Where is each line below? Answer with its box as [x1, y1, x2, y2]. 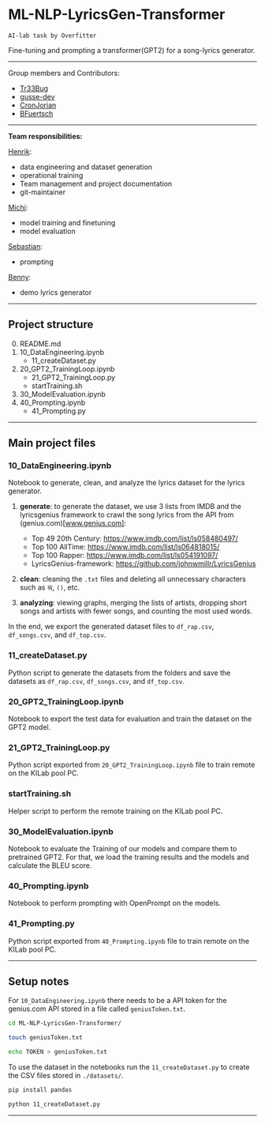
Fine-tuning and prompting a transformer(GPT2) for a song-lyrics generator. [8, 45, 256, 55]
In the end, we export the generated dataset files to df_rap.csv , [8, 622, 215, 632]
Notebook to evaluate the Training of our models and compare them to [8, 843, 237, 853]
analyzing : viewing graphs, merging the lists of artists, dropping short [19, 598, 247, 608]
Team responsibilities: [8, 131, 83, 141]
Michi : [8, 202, 28, 212]
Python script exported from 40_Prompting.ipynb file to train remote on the [8, 936, 250, 945]
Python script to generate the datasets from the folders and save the [8, 668, 231, 677]
